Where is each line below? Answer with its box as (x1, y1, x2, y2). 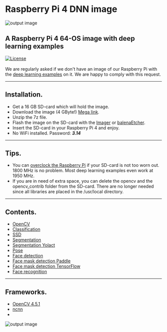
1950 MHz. (12, 173, 35, 179)
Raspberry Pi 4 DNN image (5, 3, 118, 15)
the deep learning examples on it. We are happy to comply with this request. (5, 71, 162, 77)
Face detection (12, 253, 43, 259)
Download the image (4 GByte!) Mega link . (12, 109, 99, 115)
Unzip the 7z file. (12, 114, 47, 120)
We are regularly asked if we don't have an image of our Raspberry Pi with (5, 66, 158, 72)
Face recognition (12, 269, 47, 275)
